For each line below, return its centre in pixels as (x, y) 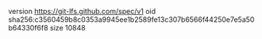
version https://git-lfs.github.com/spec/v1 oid (82, 11)
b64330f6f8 (29, 28)
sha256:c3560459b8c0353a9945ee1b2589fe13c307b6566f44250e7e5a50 (131, 19)
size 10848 (68, 28)
